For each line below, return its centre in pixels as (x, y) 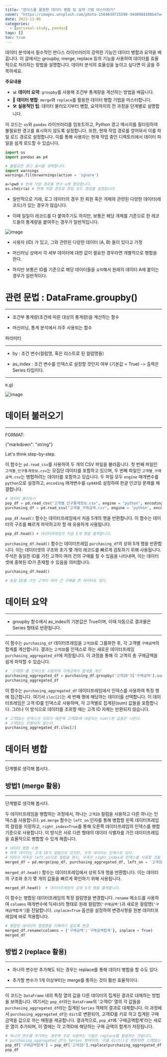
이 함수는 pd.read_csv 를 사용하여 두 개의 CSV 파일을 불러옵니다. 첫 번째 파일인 (81, 464)
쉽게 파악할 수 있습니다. (28, 662)
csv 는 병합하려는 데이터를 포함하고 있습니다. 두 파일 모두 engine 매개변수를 (86, 477)
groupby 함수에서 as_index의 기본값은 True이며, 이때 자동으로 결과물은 (82, 621)
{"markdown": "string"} (29, 444)
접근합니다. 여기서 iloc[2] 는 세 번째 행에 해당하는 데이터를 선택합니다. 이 (81, 697)
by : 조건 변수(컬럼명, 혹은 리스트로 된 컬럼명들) (58, 353)
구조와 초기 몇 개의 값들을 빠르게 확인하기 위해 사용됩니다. (66, 879)
